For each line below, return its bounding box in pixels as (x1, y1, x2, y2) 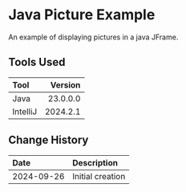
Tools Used (8, 55, 66, 69)
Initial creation (71, 170, 126, 182)
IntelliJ (12, 106, 38, 117)
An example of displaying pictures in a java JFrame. (8, 32, 179, 42)
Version (50, 79, 81, 90)
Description (71, 157, 119, 168)
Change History (8, 133, 89, 147)
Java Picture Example (8, 6, 156, 24)
